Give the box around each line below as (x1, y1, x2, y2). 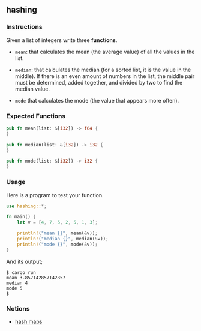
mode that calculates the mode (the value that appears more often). (14, 97, 179, 104)
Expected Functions (6, 112, 66, 120)
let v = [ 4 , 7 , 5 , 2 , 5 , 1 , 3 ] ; (17, 219, 98, 225)
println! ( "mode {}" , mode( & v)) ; (17, 241, 98, 248)
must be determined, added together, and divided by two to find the (14, 79, 183, 86)
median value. (14, 85, 50, 92)
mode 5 (6, 285, 23, 291)
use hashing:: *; (6, 203, 47, 209)
